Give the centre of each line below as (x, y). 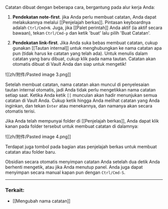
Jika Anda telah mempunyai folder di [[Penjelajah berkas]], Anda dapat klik (82, 121)
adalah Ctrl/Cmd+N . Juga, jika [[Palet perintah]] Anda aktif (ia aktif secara (87, 28)
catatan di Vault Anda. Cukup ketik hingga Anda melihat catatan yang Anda (82, 100)
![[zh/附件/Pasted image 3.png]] (38, 74)
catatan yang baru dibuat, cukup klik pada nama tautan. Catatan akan (84, 59)
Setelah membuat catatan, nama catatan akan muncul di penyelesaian (77, 84)
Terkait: (15, 190)
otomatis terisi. (20, 111)
